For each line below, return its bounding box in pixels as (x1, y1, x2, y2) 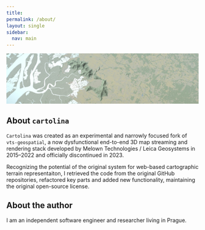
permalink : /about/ (6, 16, 56, 23)
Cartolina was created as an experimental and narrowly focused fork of (6, 132, 187, 139)
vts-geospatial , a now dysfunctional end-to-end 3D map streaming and (6, 138, 188, 146)
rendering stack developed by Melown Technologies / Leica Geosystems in (6, 145, 195, 152)
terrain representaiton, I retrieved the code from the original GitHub (6, 170, 175, 177)
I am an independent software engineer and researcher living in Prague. (6, 217, 187, 224)
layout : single (6, 23, 45, 29)
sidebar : (6, 29, 29, 35)
